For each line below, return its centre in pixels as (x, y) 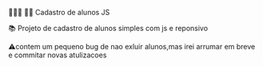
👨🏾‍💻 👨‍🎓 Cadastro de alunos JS (59, 12)
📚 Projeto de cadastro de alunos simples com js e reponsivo (108, 28)
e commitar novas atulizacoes (58, 55)
